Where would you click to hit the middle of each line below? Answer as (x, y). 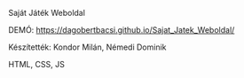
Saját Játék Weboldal (47, 13)
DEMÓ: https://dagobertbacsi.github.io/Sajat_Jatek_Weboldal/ (122, 30)
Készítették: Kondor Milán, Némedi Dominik (87, 47)
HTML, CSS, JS (37, 64)
